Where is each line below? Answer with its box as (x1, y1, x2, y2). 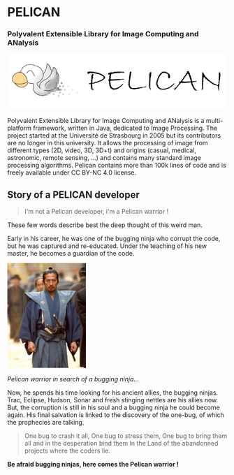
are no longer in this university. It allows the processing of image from (7, 139, 208, 147)
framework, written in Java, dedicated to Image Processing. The (32, 124, 218, 133)
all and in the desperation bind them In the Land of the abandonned (24, 439, 219, 448)
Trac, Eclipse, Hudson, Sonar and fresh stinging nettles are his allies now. (7, 396, 219, 404)
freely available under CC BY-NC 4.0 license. (7, 168, 137, 177)
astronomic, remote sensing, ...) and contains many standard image (7, 154, 201, 162)
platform (7, 124, 31, 133)
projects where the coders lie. (24, 446, 110, 455)
